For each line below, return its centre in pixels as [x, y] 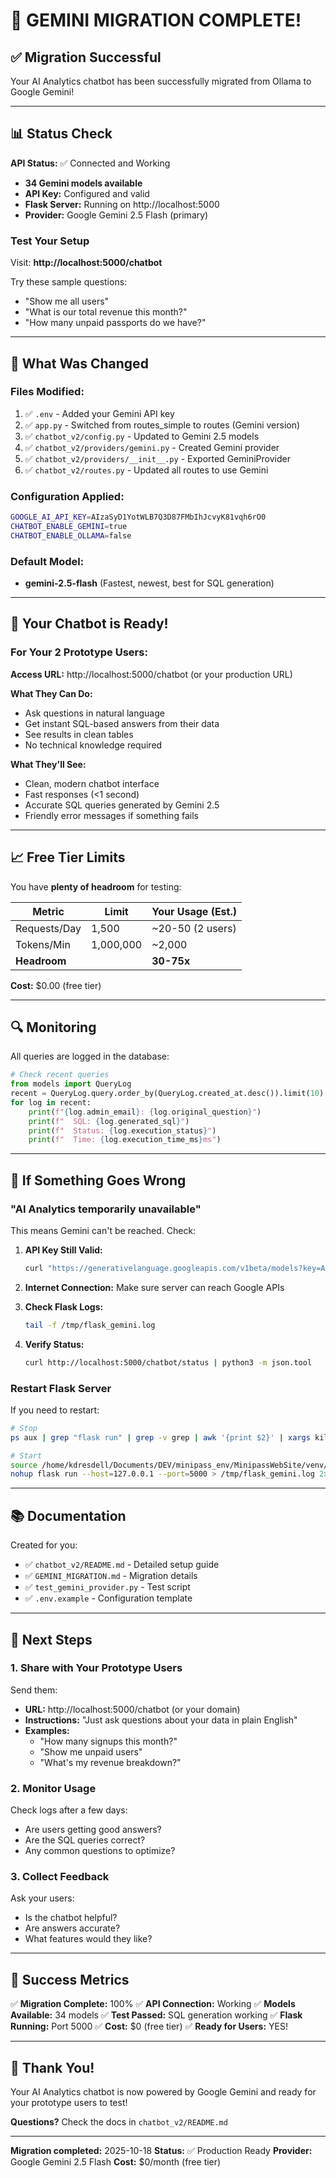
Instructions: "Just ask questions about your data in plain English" [161, 1720]
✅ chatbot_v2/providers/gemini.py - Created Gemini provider [152, 447]
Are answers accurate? [72, 1928]
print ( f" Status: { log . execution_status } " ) [122, 1130]
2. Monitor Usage [53, 1788]
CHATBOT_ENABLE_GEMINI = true [69, 526]
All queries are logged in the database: [90, 1056]
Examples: [47, 1730]
